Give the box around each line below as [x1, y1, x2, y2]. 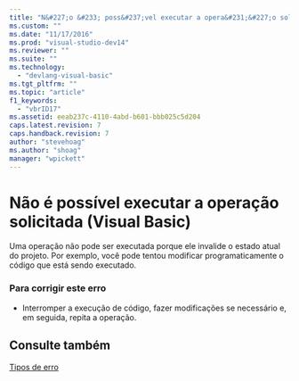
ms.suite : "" [9, 54, 58, 63]
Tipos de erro [9, 361, 60, 372]
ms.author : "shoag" [9, 145, 82, 154]
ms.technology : [9, 63, 66, 72]
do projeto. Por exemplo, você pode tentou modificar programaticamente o [9, 251, 285, 261]
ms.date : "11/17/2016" [9, 29, 93, 38]
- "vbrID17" [17, 104, 62, 113]
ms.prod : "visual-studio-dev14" [9, 37, 129, 47]
